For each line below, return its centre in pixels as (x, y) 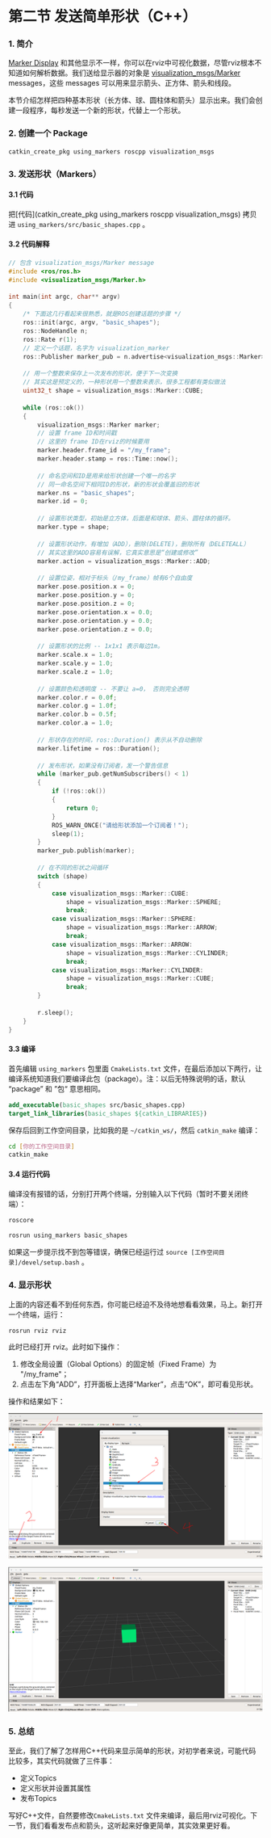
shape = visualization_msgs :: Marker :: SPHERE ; (144, 902)
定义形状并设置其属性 (55, 1788)
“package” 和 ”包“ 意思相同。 (56, 1088)
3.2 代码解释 (29, 244)
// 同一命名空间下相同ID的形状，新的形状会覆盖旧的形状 (119, 484)
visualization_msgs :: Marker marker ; (99, 425)
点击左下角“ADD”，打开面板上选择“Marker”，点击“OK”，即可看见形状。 (139, 1384)
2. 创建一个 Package (48, 133)
